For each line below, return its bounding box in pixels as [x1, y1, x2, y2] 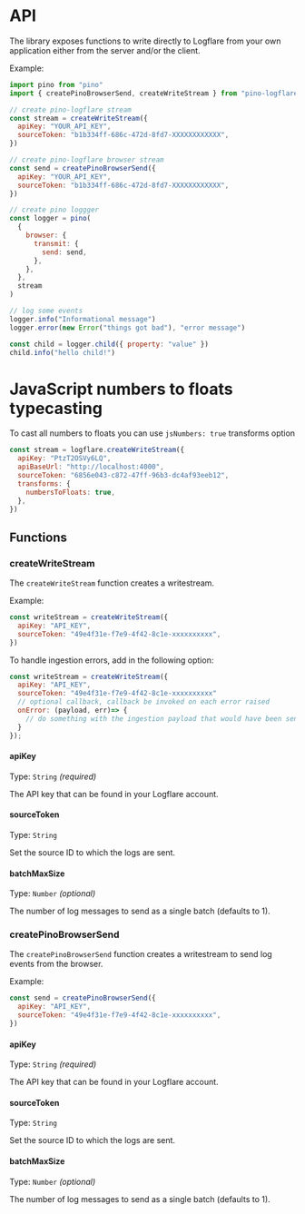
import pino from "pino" [9, 80, 103, 89]
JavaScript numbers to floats [9, 379, 233, 400]
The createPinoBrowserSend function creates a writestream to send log [9, 949, 272, 960]
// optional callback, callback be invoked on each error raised [17, 697, 271, 706]
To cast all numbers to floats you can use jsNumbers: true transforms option [9, 428, 296, 439]
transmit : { [33, 239, 79, 248]
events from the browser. [9, 959, 103, 970]
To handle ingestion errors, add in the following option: [9, 655, 214, 666]
